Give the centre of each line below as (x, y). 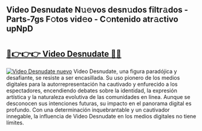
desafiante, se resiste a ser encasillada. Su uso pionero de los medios (93, 78)
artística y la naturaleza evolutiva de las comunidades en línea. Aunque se (98, 97)
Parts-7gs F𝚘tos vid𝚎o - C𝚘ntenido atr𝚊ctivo (92, 20)
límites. (15, 123)
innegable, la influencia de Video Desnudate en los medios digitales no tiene (101, 116)
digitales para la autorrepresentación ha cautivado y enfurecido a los (92, 84)
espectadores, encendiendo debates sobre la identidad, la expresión (92, 91)
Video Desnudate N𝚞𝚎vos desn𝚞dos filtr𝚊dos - (97, 10)
